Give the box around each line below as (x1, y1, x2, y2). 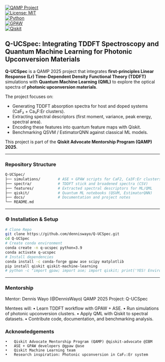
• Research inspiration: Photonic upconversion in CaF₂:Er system (5, 352, 148, 357)
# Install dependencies (5, 254, 54, 260)
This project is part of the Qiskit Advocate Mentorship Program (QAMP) (5, 138, 152, 145)
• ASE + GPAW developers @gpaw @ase (5, 343, 84, 348)
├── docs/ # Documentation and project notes (5, 195, 131, 200)
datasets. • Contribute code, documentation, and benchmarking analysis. (5, 316, 154, 322)
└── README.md (5, 199, 34, 204)
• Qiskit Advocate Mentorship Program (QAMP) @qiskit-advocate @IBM (5, 339, 153, 344)
